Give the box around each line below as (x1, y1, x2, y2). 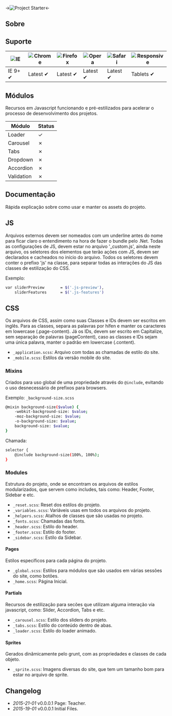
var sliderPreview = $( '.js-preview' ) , (5, 285, 104, 290)
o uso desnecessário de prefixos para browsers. (5, 385, 107, 391)
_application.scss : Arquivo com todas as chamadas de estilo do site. (12, 349, 160, 355)
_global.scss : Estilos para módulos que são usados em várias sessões (12, 567, 162, 573)
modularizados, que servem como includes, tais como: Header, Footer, (5, 486, 155, 492)
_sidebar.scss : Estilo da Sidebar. (12, 534, 82, 541)
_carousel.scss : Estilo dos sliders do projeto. (12, 617, 107, 623)
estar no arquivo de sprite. (12, 672, 69, 678)
